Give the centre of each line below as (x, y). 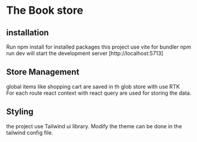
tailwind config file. (30, 132)
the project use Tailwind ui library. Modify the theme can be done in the (94, 126)
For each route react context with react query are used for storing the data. (99, 93)
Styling (20, 112)
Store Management (43, 72)
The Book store (45, 10)
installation (28, 33)
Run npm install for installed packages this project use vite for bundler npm (99, 47)
